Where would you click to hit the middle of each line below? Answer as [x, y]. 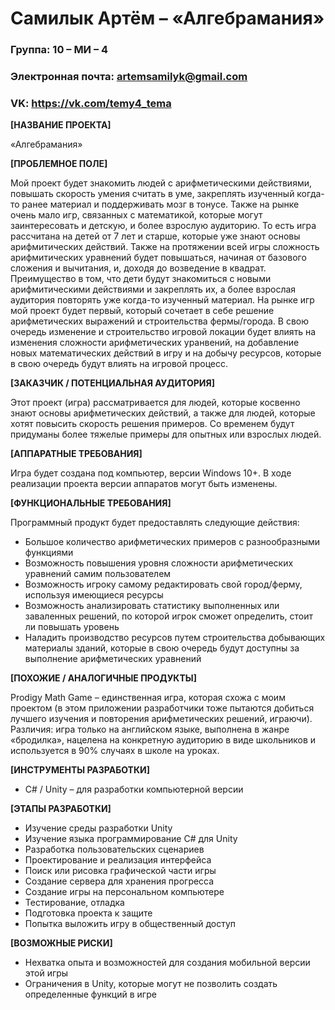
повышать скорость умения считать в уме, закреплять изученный [152, 194]
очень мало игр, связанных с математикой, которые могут [136, 215]
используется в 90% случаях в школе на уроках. [115, 751]
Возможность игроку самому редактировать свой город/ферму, [163, 584]
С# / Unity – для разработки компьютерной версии [134, 789]
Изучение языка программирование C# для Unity [131, 839]
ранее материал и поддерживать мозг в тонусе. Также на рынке [160, 204]
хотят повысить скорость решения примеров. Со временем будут [152, 424]
